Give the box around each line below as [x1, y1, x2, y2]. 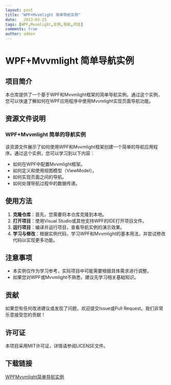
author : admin [5, 31, 36, 36]
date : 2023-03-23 [5, 17, 47, 22]
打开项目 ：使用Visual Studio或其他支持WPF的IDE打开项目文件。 [12, 217, 147, 224]
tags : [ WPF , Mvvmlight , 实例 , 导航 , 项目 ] [5, 22, 83, 27]
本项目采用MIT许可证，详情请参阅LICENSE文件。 [5, 342, 108, 349]
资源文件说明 [5, 114, 46, 123]
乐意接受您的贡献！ [5, 312, 46, 318]
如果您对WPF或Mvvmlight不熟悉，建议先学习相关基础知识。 [12, 274, 139, 280]
